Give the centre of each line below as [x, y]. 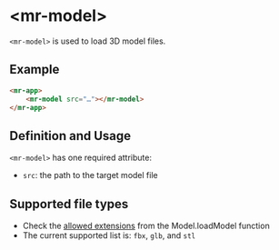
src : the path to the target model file [90, 175]
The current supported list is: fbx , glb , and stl [109, 235]
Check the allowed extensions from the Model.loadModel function [146, 225]
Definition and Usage [70, 136]
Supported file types [69, 204]
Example [35, 70]
